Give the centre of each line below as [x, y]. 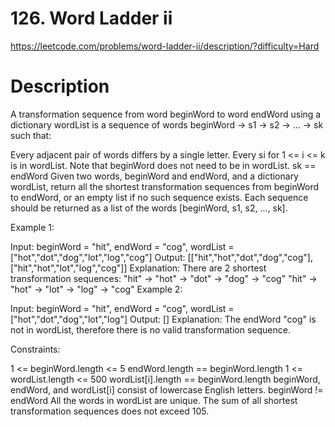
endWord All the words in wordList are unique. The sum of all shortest [154, 400]
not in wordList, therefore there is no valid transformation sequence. [150, 329]
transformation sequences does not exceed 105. [110, 411]
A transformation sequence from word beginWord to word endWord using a [166, 114]
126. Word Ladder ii [91, 18]
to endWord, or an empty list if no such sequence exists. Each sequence [159, 197]
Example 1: [32, 227]
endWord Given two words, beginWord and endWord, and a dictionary [154, 176]
